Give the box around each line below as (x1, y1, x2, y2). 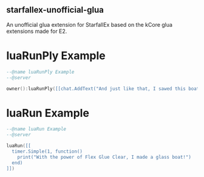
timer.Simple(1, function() (12, 148, 83, 154)
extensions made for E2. (6, 27, 67, 35)
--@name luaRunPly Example (6, 69, 75, 75)
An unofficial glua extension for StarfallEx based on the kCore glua (6, 21, 173, 28)
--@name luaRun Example (6, 126, 67, 133)
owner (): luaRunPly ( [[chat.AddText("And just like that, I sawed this (6, 85, 186, 92)
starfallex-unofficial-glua (6, 5, 104, 15)
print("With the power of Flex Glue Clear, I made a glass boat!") (17, 154, 191, 160)
